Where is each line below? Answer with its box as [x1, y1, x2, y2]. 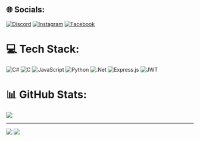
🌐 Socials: [6, 5, 45, 15]
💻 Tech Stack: [6, 43, 80, 56]
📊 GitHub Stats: [6, 88, 87, 101]
